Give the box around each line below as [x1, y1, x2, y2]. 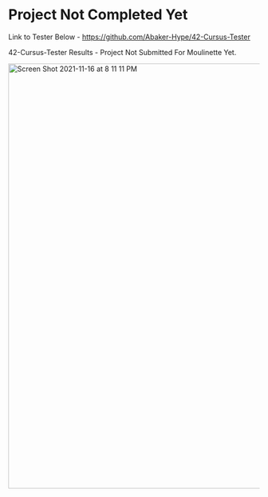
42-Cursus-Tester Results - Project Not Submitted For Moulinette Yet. [8, 47, 237, 57]
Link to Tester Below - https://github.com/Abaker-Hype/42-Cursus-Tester [8, 32, 251, 42]
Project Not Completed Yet [8, 6, 188, 24]
